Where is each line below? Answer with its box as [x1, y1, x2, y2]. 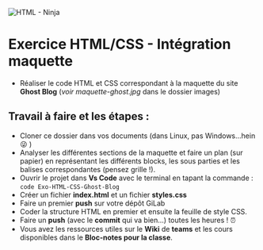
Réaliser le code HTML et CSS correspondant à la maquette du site [19, 78, 238, 87]
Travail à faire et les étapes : [8, 110, 150, 123]
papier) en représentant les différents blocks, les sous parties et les [19, 156, 240, 166]
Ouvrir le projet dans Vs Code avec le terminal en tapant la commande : [19, 173, 253, 183]
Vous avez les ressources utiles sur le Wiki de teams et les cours [19, 224, 234, 233]
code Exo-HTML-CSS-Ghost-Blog [19, 183, 120, 190]
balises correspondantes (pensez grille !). [19, 164, 156, 174]
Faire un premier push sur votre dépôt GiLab [19, 198, 166, 208]
